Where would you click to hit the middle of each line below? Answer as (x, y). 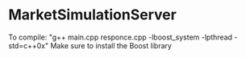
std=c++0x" (29, 45)
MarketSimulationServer (93, 15)
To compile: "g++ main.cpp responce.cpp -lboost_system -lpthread (120, 37)
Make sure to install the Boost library (111, 45)
